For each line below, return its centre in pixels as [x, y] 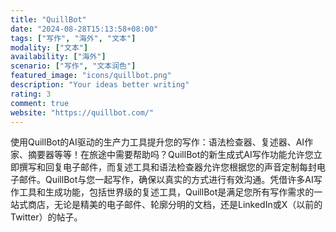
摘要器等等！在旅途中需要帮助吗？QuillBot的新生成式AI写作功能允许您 [170, 155]
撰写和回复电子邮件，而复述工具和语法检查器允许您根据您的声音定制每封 [167, 167]
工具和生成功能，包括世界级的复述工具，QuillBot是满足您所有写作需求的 [166, 192]
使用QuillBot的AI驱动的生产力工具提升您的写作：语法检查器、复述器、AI [157, 142]
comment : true [40, 103]
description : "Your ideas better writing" [100, 85]
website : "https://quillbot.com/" [82, 112]
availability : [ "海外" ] [58, 57]
